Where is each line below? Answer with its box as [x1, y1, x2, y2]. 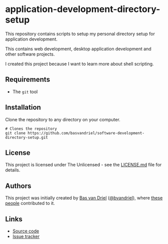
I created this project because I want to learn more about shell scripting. [5, 61, 154, 67]
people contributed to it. [5, 200, 55, 206]
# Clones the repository [5, 126, 57, 131]
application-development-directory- [5, 4, 160, 15]
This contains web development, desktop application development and [5, 46, 151, 52]
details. [5, 167, 21, 173]
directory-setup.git [5, 135, 49, 140]
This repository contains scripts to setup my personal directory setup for [5, 31, 155, 37]
